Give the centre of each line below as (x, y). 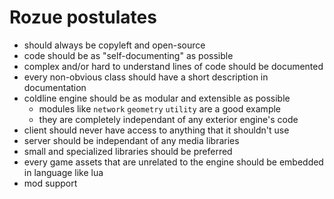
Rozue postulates (83, 17)
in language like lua (63, 172)
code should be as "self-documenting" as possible (128, 55)
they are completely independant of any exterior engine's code (168, 119)
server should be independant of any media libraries (131, 140)
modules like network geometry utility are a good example (160, 108)
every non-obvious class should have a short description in (146, 77)
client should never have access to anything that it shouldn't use (156, 130)
